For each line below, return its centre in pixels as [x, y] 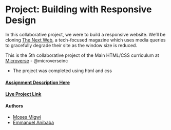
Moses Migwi [27, 117]
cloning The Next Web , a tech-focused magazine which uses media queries [85, 40]
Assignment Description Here [38, 82]
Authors [14, 105]
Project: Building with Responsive [79, 9]
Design [21, 20]
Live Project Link [23, 94]
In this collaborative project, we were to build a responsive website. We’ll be [85, 34]
